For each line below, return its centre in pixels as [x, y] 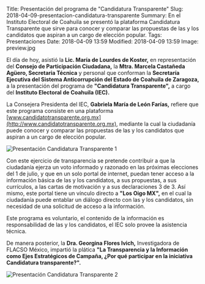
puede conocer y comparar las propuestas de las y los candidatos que [95, 130]
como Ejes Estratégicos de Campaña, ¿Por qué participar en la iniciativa [99, 256]
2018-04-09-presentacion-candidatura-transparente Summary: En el [94, 15]
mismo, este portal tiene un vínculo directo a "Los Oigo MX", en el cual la [99, 193]
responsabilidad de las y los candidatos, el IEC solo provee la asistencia [97, 225]
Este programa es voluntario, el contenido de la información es [85, 218]
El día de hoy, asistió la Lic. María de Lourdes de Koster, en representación [101, 60]
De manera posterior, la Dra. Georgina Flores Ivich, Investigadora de [93, 243]
